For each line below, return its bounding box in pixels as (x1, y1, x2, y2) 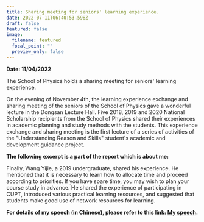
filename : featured (12, 37, 62, 43)
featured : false (6, 26, 47, 32)
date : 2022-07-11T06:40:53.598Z (6, 15, 88, 21)
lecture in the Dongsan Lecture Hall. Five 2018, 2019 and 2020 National (6, 108, 185, 116)
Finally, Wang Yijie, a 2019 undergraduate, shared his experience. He (6, 164, 179, 171)
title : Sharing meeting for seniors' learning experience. (6, 9, 160, 15)
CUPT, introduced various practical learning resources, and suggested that (6, 190, 195, 198)
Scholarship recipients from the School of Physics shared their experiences (6, 115, 196, 122)
